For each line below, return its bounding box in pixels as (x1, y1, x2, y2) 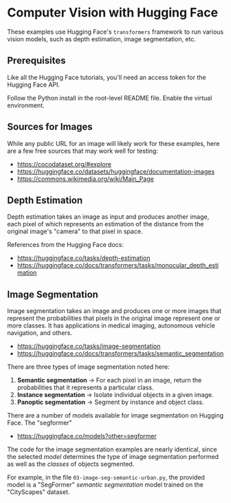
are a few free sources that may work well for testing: (7, 147, 158, 155)
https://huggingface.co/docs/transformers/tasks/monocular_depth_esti (16, 261, 219, 270)
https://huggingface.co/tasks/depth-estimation (16, 254, 151, 262)
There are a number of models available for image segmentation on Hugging (7, 411, 224, 420)
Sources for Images (7, 121, 93, 133)
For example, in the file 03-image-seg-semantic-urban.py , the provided (7, 473, 205, 482)
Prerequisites (7, 55, 66, 67)
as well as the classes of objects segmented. (7, 460, 135, 469)
